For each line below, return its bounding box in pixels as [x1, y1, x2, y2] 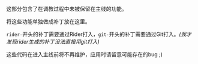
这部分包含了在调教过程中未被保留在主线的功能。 [6, 5, 127, 12]
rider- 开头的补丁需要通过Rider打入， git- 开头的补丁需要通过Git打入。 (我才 [6, 31, 192, 38]
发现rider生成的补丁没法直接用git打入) [6, 38, 100, 45]
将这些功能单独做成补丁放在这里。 [6, 18, 91, 25]
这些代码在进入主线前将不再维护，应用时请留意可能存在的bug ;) [6, 51, 163, 58]
